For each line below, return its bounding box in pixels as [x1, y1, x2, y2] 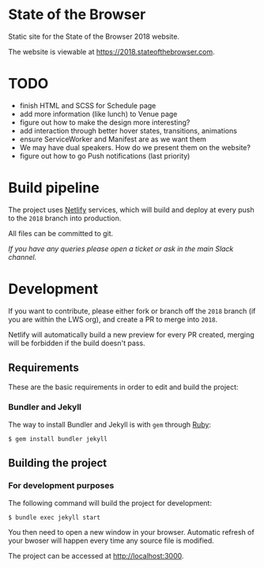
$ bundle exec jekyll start [8, 513, 101, 521]
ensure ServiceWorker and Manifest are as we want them [19, 134, 207, 144]
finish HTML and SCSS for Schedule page [19, 100, 157, 110]
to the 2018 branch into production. [8, 213, 122, 223]
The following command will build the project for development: [8, 498, 212, 507]
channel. [8, 252, 37, 261]
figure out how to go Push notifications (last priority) [19, 151, 190, 160]
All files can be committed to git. [8, 228, 114, 238]
